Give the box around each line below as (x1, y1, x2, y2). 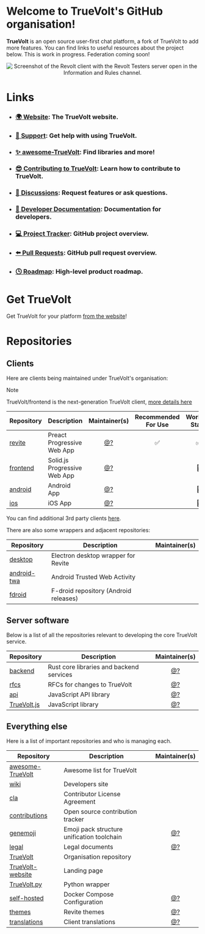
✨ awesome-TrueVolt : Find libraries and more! (15, 148, 156, 156)
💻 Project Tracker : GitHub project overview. (15, 229, 149, 238)
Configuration (63, 897, 104, 906)
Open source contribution (63, 807, 137, 816)
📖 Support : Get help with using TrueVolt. (15, 131, 137, 140)
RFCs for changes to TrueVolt (48, 680, 132, 689)
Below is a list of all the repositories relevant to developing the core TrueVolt (6, 631, 198, 639)
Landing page (63, 866, 103, 875)
